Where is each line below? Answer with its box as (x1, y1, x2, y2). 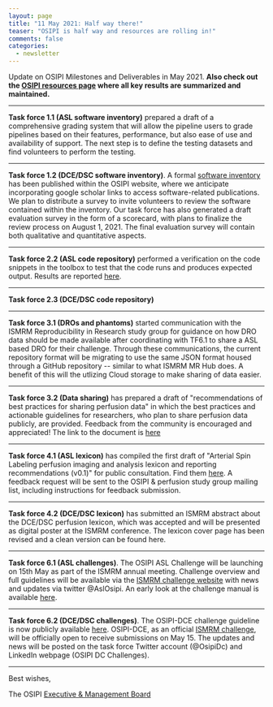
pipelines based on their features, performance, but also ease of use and (8, 130, 253, 139)
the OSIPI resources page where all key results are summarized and (8, 80, 241, 90)
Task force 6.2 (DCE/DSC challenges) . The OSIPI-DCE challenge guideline (8, 616, 260, 625)
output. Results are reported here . (8, 271, 122, 281)
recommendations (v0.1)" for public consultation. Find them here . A (8, 468, 233, 477)
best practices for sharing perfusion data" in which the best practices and (8, 402, 256, 411)
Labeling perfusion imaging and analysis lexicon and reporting (8, 459, 217, 469)
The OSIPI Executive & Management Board (8, 689, 152, 699)
